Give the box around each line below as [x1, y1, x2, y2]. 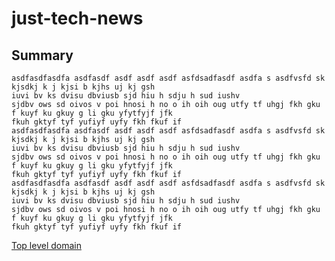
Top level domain [11, 240, 82, 251]
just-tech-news [11, 7, 144, 30]
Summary [11, 47, 74, 64]
